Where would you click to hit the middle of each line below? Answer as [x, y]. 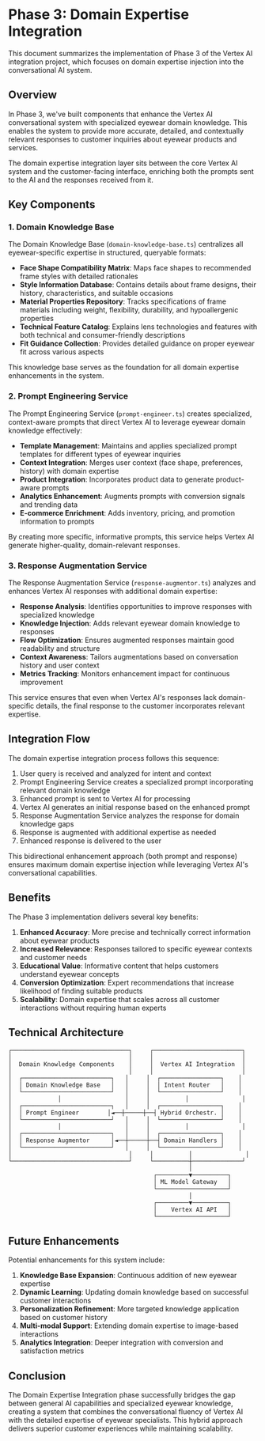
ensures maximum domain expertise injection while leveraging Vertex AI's [129, 864]
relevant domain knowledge [65, 790]
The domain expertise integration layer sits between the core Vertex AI [123, 163]
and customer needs [53, 957]
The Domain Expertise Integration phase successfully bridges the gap [122, 1395]
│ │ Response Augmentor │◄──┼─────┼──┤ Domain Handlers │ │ [125, 1140]
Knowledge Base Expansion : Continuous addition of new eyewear [128, 1276]
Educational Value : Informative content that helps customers [119, 966]
